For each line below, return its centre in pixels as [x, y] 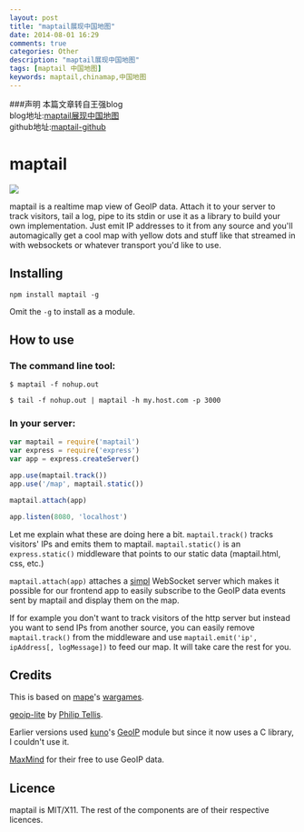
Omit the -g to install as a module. [73, 311]
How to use [42, 340]
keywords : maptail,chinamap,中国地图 [78, 77]
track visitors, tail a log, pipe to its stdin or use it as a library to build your [145, 216]
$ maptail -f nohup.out [54, 385]
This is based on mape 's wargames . [77, 697]
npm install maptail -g [54, 295]
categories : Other [44, 52]
